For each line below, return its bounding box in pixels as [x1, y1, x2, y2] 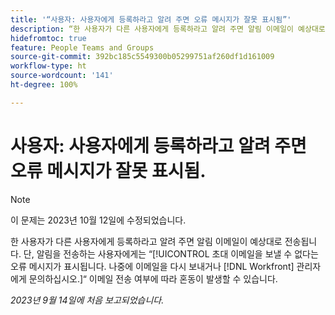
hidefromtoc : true [10, 33, 87, 43]
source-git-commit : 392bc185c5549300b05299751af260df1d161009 [10, 52, 275, 62]
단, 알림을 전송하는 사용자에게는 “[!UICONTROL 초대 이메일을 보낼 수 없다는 [23, 247, 319, 260]
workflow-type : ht [10, 61, 87, 71]
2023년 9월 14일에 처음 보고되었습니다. [10, 294, 165, 306]
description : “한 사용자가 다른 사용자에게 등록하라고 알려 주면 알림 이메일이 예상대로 [10, 24, 326, 34]
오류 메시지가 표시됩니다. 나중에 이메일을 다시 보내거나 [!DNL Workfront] [10, 260, 295, 272]
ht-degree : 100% [10, 80, 78, 90]
